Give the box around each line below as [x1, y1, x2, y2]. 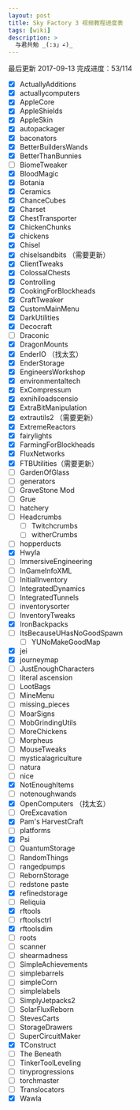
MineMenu [19, 691, 55, 700]
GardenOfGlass [19, 468, 70, 477]
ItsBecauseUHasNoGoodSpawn [19, 628, 123, 638]
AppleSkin [19, 116, 53, 125]
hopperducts [19, 539, 61, 548]
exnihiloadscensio [19, 394, 79, 403]
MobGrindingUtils [19, 718, 77, 727]
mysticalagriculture [19, 753, 83, 763]
